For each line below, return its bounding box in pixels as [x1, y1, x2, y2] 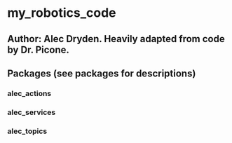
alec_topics [7, 126, 48, 136]
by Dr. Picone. [7, 43, 70, 55]
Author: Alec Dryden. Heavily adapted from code [7, 33, 226, 45]
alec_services [7, 107, 56, 117]
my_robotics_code [7, 5, 117, 21]
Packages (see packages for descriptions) [7, 67, 196, 79]
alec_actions [7, 88, 52, 98]
